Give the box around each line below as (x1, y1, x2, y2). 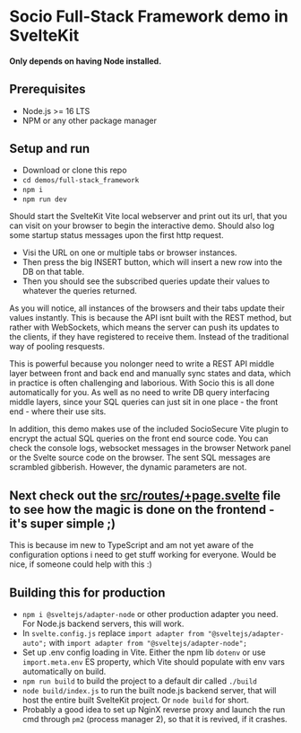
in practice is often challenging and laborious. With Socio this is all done (9, 377, 275, 388)
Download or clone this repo (21, 164, 127, 176)
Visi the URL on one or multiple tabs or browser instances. (21, 247, 237, 258)
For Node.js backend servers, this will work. (21, 618, 185, 630)
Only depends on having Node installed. (9, 56, 162, 66)
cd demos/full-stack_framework (21, 176, 140, 185)
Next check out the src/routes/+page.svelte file (9, 488, 281, 503)
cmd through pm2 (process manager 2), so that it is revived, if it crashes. (21, 714, 288, 725)
